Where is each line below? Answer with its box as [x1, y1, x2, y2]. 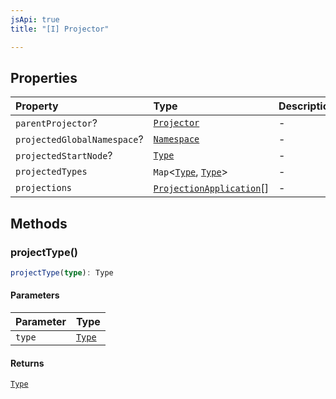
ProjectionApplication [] [153, 181, 269, 195]
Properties [10, 69, 78, 86]
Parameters [10, 289, 60, 301]
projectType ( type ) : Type [10, 268, 114, 278]
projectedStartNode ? [15, 149, 113, 163]
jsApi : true [10, 14, 60, 25]
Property [15, 99, 59, 113]
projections [15, 182, 73, 194]
